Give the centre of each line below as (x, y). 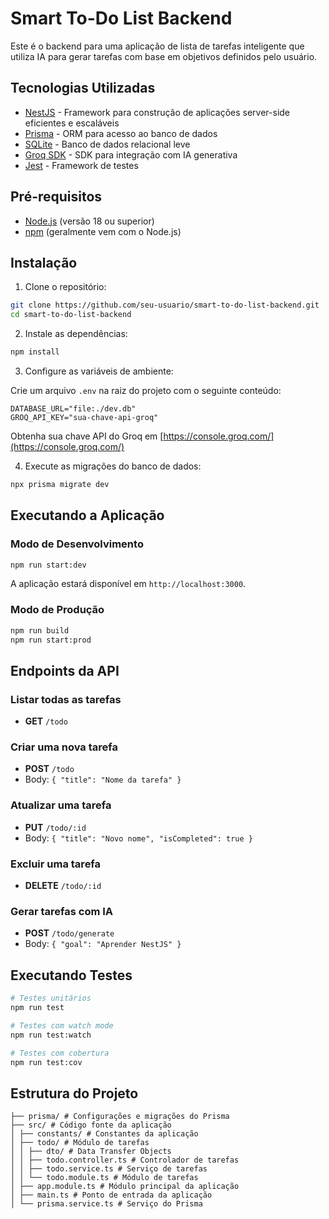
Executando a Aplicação (87, 515)
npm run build (40, 630)
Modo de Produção (57, 610)
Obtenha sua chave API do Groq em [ (87, 436)
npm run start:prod (51, 640)
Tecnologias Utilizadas (83, 88)
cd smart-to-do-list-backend (71, 315)
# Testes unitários (51, 998)
